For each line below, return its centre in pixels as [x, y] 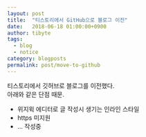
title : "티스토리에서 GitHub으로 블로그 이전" [67, 20]
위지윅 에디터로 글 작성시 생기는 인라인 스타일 [78, 109]
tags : [15, 39]
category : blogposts [37, 59]
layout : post [26, 13]
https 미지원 [34, 118]
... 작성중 [29, 126]
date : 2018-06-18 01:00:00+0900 [57, 26]
